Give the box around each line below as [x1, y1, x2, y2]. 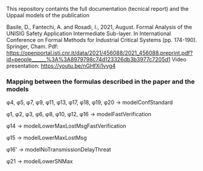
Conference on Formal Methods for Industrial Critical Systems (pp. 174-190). [6, 37, 198, 43]
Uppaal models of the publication [6, 12, 90, 19]
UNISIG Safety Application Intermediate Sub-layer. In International [6, 30, 171, 37]
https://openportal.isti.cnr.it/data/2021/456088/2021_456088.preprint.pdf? [6, 49, 193, 57]
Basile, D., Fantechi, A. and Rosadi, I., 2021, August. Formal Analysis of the [6, 24, 193, 30]
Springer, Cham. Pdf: [6, 43, 59, 50]
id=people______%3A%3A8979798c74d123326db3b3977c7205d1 [6, 56, 171, 63]
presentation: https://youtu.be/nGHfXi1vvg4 [6, 62, 116, 69]
